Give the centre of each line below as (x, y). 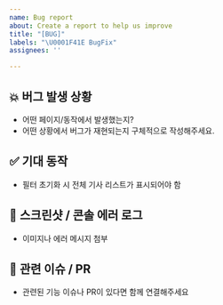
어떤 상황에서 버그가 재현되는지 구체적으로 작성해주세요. (118, 131)
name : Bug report (41, 17)
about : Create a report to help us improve (91, 26)
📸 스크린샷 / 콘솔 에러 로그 (76, 216)
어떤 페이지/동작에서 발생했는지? (78, 119)
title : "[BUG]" (37, 34)
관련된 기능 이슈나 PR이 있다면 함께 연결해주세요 (105, 292)
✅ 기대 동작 (39, 161)
